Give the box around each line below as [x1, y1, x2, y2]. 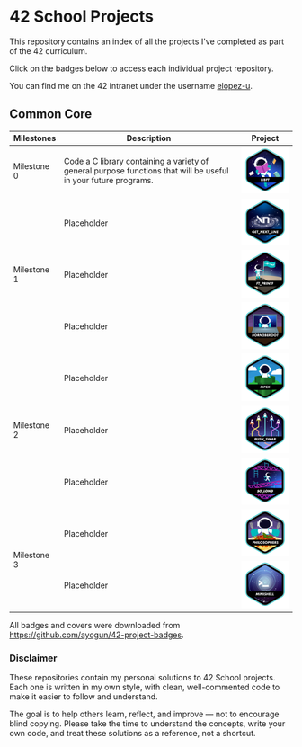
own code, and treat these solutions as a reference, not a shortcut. [9, 728, 256, 739]
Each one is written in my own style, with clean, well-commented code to [9, 681, 280, 693]
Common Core [9, 106, 93, 122]
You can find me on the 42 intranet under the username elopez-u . [9, 80, 253, 91]
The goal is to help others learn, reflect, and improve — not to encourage [9, 708, 280, 720]
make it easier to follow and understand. [9, 691, 159, 702]
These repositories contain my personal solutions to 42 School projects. [9, 672, 276, 683]
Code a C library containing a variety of [63, 156, 209, 167]
